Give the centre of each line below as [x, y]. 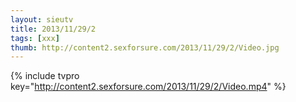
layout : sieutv [42, 19]
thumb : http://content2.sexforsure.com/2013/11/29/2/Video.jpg [145, 47]
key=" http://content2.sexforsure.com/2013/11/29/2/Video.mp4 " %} [148, 87]
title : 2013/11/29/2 [53, 29]
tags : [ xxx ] [35, 38]
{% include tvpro [45, 76]
